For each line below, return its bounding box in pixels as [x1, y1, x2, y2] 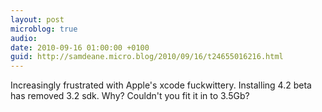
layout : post [10, 14, 65, 25]
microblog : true [10, 24, 78, 34]
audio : [10, 33, 38, 43]
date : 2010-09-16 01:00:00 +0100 [10, 42, 150, 53]
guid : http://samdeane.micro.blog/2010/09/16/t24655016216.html [10, 52, 284, 62]
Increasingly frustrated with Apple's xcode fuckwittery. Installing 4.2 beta [10, 79, 312, 91]
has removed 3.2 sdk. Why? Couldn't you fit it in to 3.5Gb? [10, 90, 250, 102]
